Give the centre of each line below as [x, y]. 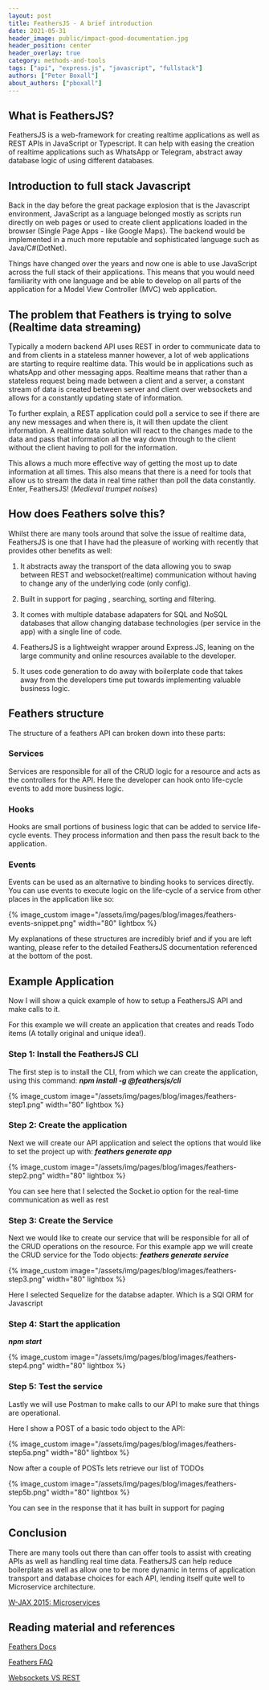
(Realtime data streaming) [75, 327]
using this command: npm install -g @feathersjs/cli [95, 1080]
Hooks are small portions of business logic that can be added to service [127, 827]
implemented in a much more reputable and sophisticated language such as [134, 240]
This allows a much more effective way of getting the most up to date [123, 463]
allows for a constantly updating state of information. [96, 397]
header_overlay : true [45, 53]
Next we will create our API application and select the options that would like [135, 1142]
